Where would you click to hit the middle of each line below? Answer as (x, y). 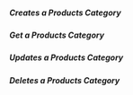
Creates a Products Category (65, 13)
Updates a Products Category (66, 57)
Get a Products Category (57, 35)
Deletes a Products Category (65, 80)
